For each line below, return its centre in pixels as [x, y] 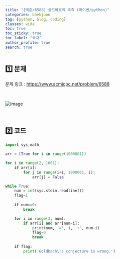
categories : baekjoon [28, 15]
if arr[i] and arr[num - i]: [51, 223]
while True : [18, 186]
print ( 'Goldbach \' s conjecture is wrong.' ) [69, 251]
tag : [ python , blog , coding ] [36, 19]
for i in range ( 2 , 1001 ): [32, 163]
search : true [19, 47]
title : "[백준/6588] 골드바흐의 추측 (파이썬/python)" [57, 10]
